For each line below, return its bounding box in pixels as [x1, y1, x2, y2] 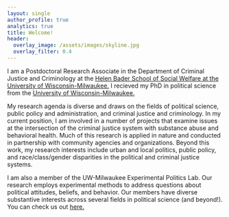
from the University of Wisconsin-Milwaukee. [7, 88, 135, 97]
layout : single [7, 10, 51, 17]
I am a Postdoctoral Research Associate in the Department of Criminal [7, 66, 204, 75]
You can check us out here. [7, 203, 84, 211]
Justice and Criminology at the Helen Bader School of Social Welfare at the [7, 74, 219, 82]
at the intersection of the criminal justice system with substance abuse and [7, 124, 219, 132]
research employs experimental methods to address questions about [7, 181, 202, 189]
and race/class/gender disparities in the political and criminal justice [7, 153, 200, 161]
